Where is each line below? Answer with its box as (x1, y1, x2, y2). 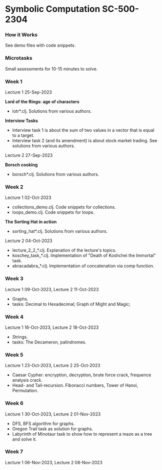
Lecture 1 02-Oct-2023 (5, 195, 52, 200)
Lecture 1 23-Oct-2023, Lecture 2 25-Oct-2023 (5, 363, 101, 369)
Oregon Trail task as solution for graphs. (12, 425, 94, 432)
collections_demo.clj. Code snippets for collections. (12, 204, 116, 210)
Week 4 (5, 313, 24, 320)
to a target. (12, 132, 35, 138)
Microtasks (5, 55, 33, 62)
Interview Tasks (5, 118, 38, 124)
